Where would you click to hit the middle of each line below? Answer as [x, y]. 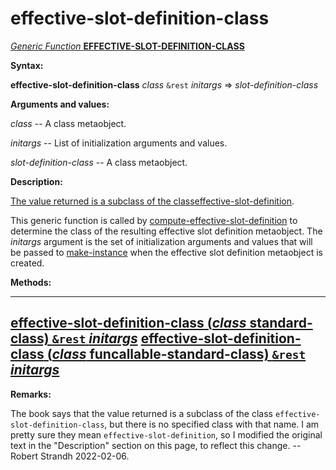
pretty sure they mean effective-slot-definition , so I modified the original [166, 434]
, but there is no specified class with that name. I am [212, 424]
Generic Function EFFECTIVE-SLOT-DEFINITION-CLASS [127, 46]
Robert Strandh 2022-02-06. [70, 456]
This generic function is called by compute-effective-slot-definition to [154, 220]
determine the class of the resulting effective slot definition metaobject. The [166, 231]
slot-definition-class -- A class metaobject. [99, 162]
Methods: [31, 282]
